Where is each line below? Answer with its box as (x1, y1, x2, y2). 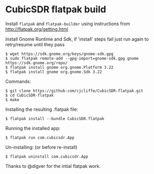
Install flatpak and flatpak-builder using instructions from (5, 21, 130, 27)
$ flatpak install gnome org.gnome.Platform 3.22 (5, 65, 114, 70)
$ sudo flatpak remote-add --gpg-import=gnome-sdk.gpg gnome (5, 55, 139, 61)
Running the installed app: (5, 125, 61, 131)
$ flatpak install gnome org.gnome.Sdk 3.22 (5, 69, 102, 74)
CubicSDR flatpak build (5, 4, 106, 15)
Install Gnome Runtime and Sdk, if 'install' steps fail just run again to (5, 36, 149, 42)
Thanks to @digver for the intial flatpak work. (5, 163, 101, 169)
